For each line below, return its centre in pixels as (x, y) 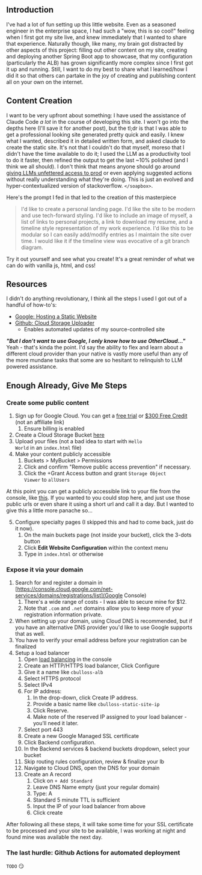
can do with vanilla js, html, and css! (51, 265)
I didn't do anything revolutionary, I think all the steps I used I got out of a (97, 299)
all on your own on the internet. (45, 82)
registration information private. (63, 615)
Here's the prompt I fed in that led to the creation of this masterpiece (91, 197)
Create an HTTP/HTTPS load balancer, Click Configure (92, 666)
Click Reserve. (51, 711)
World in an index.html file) (48, 448)
